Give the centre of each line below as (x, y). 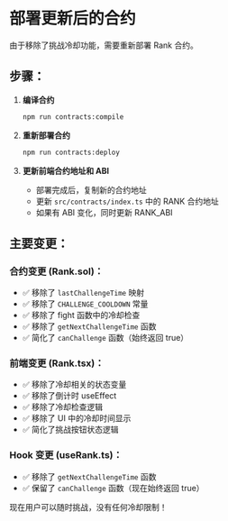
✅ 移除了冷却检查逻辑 (63, 407)
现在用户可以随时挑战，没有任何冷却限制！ (88, 507)
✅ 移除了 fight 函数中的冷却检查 (81, 315)
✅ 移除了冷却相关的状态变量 (74, 385)
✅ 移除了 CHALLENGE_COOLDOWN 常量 (85, 304)
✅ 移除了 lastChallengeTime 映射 (83, 293)
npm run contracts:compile (73, 117)
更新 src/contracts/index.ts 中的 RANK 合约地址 (127, 201)
